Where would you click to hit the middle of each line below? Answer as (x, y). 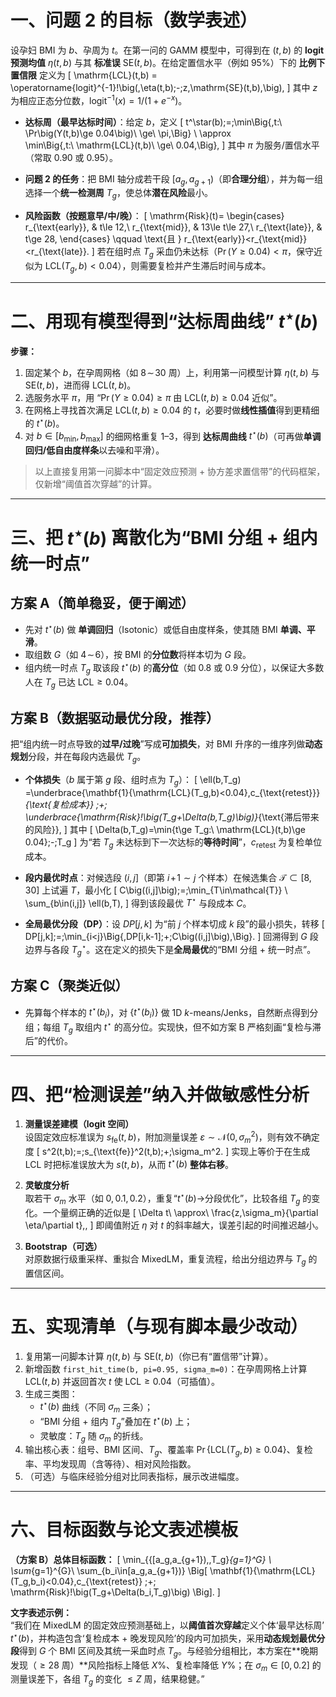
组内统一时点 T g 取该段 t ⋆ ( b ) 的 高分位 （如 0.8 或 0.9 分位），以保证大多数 (174, 668)
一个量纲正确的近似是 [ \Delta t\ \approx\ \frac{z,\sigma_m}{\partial (180, 1212)
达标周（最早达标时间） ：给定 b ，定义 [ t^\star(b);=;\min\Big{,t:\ (153, 122)
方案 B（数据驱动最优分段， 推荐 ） (115, 717)
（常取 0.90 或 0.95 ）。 (71, 157)
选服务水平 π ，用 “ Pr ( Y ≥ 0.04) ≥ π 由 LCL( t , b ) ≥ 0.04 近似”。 (153, 398)
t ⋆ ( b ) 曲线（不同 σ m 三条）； (96, 1407)
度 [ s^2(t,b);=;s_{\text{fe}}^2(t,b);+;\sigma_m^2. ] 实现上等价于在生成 (167, 1151)
